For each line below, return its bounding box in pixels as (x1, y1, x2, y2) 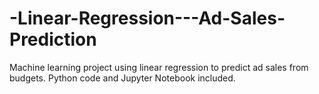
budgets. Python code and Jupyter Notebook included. (9, 72, 236, 84)
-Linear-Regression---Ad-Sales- (9, 7, 286, 30)
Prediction (9, 28, 97, 51)
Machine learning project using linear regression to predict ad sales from (9, 61, 309, 73)
